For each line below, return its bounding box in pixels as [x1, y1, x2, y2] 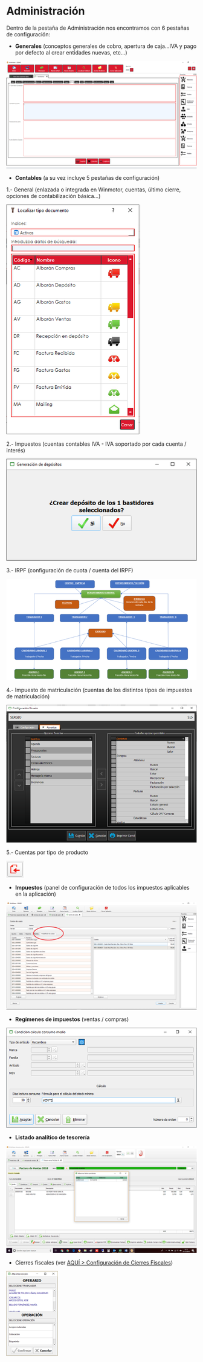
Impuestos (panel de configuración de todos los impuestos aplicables [14, 884, 190, 891]
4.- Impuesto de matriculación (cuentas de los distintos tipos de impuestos [6, 686, 193, 693]
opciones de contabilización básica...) [6, 193, 101, 200]
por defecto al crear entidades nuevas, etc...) [14, 48, 128, 56]
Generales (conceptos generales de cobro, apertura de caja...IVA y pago [14, 42, 197, 50]
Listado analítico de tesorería [14, 1134, 90, 1141]
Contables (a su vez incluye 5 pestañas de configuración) [14, 174, 160, 182]
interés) [6, 447, 25, 454]
